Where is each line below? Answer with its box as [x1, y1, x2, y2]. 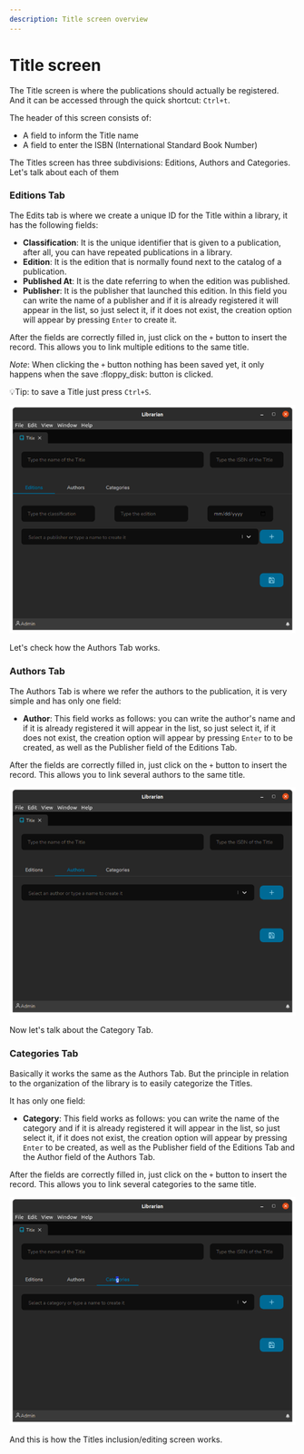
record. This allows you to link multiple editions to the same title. [9, 341, 250, 352]
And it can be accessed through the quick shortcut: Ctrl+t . [9, 94, 230, 105]
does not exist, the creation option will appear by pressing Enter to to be [22, 732, 293, 743]
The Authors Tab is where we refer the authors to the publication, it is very [9, 685, 288, 696]
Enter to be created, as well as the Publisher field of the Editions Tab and [22, 1142, 295, 1153]
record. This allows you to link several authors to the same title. [9, 769, 246, 780]
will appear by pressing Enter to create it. [22, 314, 177, 325]
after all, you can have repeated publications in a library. [22, 246, 233, 258]
